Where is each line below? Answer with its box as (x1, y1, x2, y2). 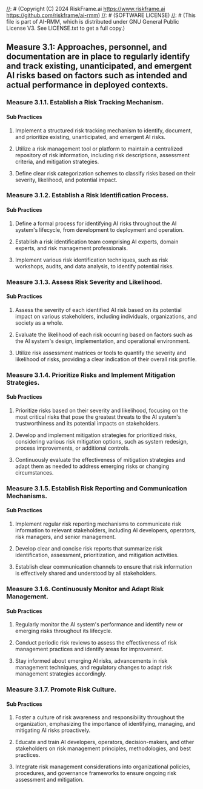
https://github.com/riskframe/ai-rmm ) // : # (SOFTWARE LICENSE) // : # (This (6, 12, 196, 19)
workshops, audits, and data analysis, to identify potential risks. (15, 262, 174, 269)
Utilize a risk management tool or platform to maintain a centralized (15, 145, 183, 152)
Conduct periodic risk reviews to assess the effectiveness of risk (15, 639, 177, 646)
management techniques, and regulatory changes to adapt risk (15, 664, 173, 671)
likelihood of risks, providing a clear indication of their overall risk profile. (15, 355, 197, 363)
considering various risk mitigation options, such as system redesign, (15, 438, 188, 445)
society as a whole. (15, 319, 64, 327)
